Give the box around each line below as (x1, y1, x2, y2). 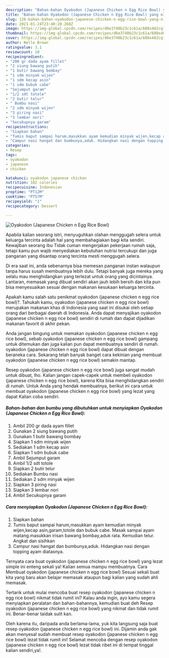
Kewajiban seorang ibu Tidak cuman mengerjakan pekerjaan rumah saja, (6, 242, 156, 248)
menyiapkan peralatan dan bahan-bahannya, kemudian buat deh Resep (6, 600, 153, 606)
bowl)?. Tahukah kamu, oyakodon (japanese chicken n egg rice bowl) (6, 299, 149, 305)
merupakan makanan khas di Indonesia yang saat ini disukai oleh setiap (6, 304, 154, 310)
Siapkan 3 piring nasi (13, 481, 57, 488)
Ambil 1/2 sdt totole (13, 460, 53, 466)
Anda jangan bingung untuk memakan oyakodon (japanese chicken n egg (6, 330, 158, 336)
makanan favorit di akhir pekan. (6, 320, 71, 326)
